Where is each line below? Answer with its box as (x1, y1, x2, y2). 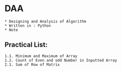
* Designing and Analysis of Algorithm (4, 19, 87, 24)
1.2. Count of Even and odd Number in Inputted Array (4, 58, 118, 63)
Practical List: (4, 41, 48, 49)
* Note (4, 27, 18, 32)
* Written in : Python (4, 23, 51, 28)
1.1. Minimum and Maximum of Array (4, 53, 78, 58)
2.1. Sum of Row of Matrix (4, 62, 60, 67)
